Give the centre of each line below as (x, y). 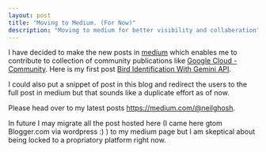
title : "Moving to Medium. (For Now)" (72, 23)
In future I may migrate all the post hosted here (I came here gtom (116, 124)
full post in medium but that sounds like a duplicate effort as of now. (119, 93)
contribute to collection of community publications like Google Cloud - (123, 61)
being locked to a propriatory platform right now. (87, 140)
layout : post (30, 15)
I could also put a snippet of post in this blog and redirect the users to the (128, 84)
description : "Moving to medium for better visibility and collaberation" (134, 30)
